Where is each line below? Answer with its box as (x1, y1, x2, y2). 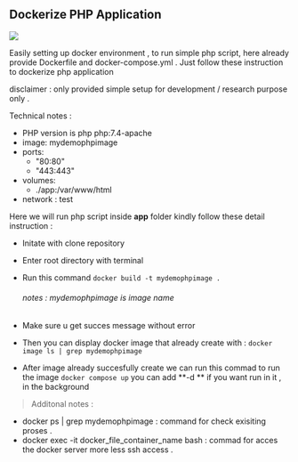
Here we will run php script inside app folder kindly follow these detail (9, 211, 265, 222)
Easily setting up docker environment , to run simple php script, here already (9, 47, 289, 58)
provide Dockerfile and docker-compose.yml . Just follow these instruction (9, 57, 284, 68)
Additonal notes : (30, 399, 93, 409)
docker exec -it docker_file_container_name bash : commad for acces (21, 435, 278, 446)
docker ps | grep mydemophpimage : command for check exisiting (21, 416, 267, 426)
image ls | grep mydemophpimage (21, 347, 142, 356)
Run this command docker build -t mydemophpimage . (21, 272, 221, 283)
